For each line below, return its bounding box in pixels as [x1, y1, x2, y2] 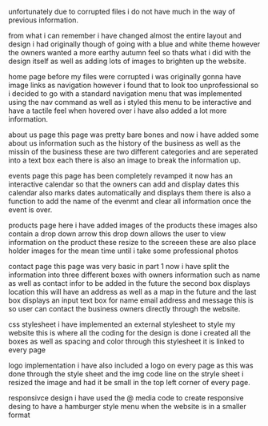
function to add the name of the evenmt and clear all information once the [8, 196, 252, 206]
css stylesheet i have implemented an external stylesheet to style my [8, 319, 236, 329]
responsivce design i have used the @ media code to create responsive [8, 393, 244, 403]
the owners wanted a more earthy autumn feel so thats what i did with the [8, 48, 251, 57]
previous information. [8, 15, 78, 25]
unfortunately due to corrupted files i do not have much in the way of [8, 7, 236, 16]
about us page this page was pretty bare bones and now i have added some [8, 130, 259, 139]
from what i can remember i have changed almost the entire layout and [8, 31, 242, 40]
